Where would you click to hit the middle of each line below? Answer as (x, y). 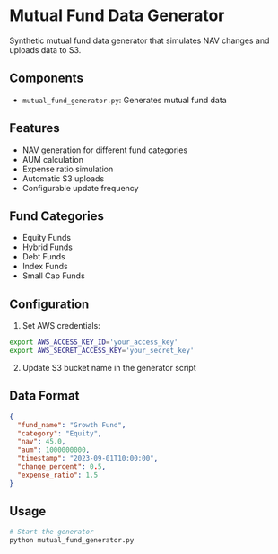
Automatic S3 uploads (63, 178)
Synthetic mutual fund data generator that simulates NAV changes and (139, 40)
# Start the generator (52, 532)
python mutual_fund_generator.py (72, 541)
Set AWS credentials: (61, 326)
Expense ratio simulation (68, 169)
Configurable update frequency (80, 188)
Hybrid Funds (48, 247)
